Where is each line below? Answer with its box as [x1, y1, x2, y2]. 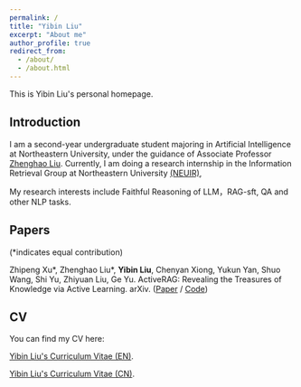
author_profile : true [9, 38, 91, 48]
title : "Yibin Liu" [9, 22, 83, 31]
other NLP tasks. [9, 196, 71, 207]
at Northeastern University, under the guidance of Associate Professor [9, 148, 272, 159]
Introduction [9, 115, 81, 130]
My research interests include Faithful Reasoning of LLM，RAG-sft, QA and [9, 186, 289, 197]
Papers [9, 222, 51, 238]
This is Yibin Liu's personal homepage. [9, 88, 154, 99]
